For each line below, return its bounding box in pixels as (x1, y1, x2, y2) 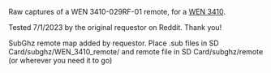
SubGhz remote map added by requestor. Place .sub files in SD (8, 38, 219, 48)
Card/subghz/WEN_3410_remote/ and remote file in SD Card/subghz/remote (8, 47, 264, 56)
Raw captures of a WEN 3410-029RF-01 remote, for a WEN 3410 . (8, 7, 226, 16)
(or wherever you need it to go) (8, 56, 113, 65)
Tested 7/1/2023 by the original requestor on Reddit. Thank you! (8, 23, 222, 32)
